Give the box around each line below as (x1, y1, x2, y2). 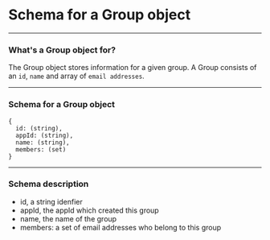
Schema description (8, 179, 89, 190)
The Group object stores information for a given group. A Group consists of (8, 63, 257, 72)
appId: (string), (15, 131, 74, 139)
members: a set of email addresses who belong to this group (19, 222, 222, 232)
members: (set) (15, 145, 67, 154)
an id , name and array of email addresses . (8, 71, 145, 81)
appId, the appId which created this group (19, 205, 159, 215)
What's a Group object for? (8, 44, 117, 56)
